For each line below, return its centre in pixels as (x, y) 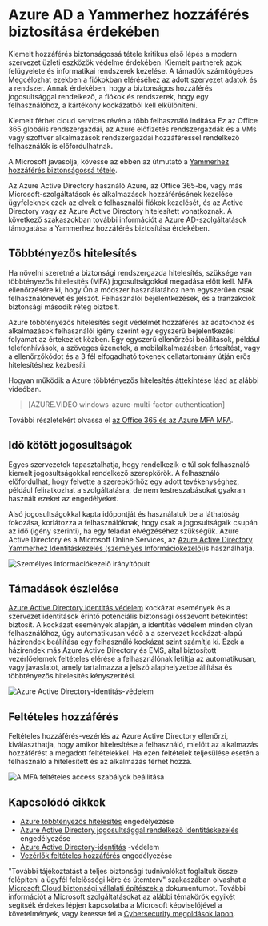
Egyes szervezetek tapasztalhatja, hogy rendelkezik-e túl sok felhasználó (129, 464)
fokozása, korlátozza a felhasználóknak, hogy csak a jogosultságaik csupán (133, 522)
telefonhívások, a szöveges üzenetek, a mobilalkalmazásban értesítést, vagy (134, 348)
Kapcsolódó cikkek (57, 802)
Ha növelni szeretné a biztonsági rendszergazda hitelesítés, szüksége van (130, 272)
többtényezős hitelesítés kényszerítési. (72, 676)
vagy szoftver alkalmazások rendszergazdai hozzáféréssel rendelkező (124, 137)
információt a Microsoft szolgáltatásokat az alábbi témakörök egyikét (122, 896)
